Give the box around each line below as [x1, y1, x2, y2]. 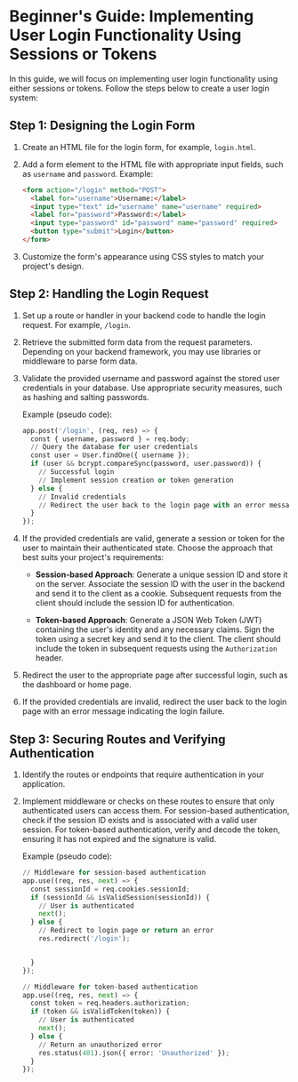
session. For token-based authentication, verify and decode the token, [21, 824, 280, 835]
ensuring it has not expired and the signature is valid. [21, 834, 217, 844]
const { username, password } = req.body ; [30, 434, 190, 444]
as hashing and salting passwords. [21, 391, 149, 402]
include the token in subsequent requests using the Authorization [35, 643, 278, 654]
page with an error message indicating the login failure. [21, 706, 225, 717]
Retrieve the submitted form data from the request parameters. [21, 336, 254, 348]
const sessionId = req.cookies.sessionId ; [30, 885, 190, 894]
